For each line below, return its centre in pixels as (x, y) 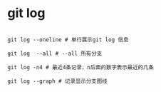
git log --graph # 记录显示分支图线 (57, 81)
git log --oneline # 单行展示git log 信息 (68, 40)
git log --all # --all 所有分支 (55, 53)
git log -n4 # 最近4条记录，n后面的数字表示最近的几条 (81, 67)
